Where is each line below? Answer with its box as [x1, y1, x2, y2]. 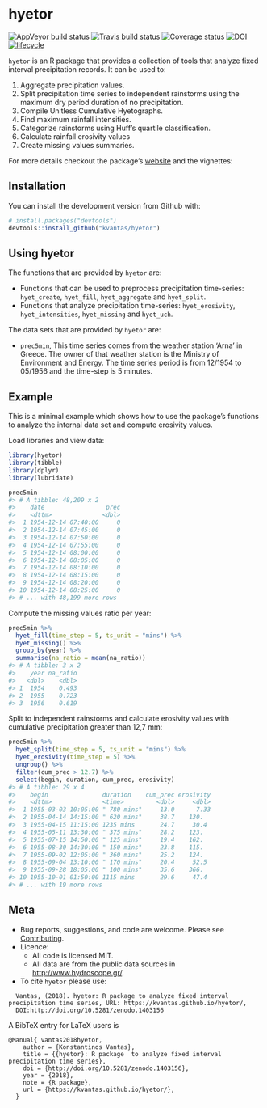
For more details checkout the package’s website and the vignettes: [8, 155, 233, 166]
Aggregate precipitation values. [19, 80, 125, 90]
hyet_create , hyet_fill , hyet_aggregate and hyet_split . [19, 292, 207, 302]
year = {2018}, [23, 1071, 74, 1080]
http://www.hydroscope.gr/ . [31, 967, 125, 977]
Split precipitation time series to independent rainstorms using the [19, 88, 240, 98]
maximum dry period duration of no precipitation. [19, 97, 184, 107]
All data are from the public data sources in [31, 959, 176, 969]
